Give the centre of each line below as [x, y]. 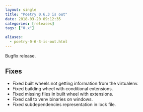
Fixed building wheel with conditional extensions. [63, 88]
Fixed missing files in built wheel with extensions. [63, 94]
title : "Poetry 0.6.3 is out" [36, 14]
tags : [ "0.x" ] [20, 28]
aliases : [14, 37]
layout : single [21, 10]
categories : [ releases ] [30, 24]
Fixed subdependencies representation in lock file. [64, 104]
